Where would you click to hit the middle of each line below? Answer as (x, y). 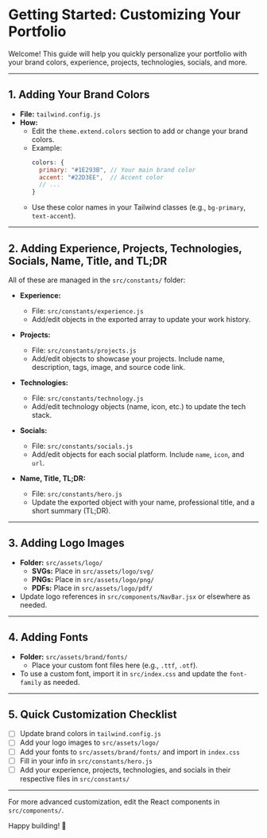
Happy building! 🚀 (37, 825)
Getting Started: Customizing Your (124, 15)
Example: (46, 148)
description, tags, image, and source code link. (108, 367)
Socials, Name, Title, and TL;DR (88, 261)
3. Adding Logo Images (66, 543)
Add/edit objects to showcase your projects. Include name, (128, 358)
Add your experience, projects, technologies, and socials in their (125, 769)
